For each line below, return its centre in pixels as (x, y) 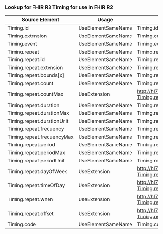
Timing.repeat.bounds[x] (36, 75)
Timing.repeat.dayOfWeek (37, 172)
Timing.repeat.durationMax (38, 113)
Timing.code (22, 224)
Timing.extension (27, 36)
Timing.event (22, 44)
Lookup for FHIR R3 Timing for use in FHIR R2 (59, 7)
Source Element (41, 20)
